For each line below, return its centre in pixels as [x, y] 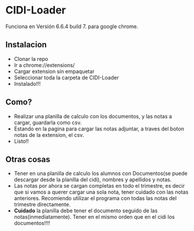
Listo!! [21, 141]
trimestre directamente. [42, 205]
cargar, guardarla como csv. [48, 122]
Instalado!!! [27, 84]
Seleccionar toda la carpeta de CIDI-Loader [66, 77]
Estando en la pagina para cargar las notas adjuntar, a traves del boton [99, 129]
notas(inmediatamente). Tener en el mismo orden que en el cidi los [94, 217]
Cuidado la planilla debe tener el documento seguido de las [86, 211]
